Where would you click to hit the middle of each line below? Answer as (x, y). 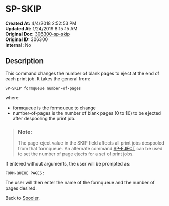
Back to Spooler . (23, 198)
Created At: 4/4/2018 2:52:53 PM (41, 23)
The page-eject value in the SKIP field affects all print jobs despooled (91, 143)
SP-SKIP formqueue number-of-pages (43, 88)
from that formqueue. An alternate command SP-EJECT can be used (90, 149)
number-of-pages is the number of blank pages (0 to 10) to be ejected (87, 113)
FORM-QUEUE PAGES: (25, 173)
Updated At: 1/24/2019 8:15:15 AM (41, 28)
